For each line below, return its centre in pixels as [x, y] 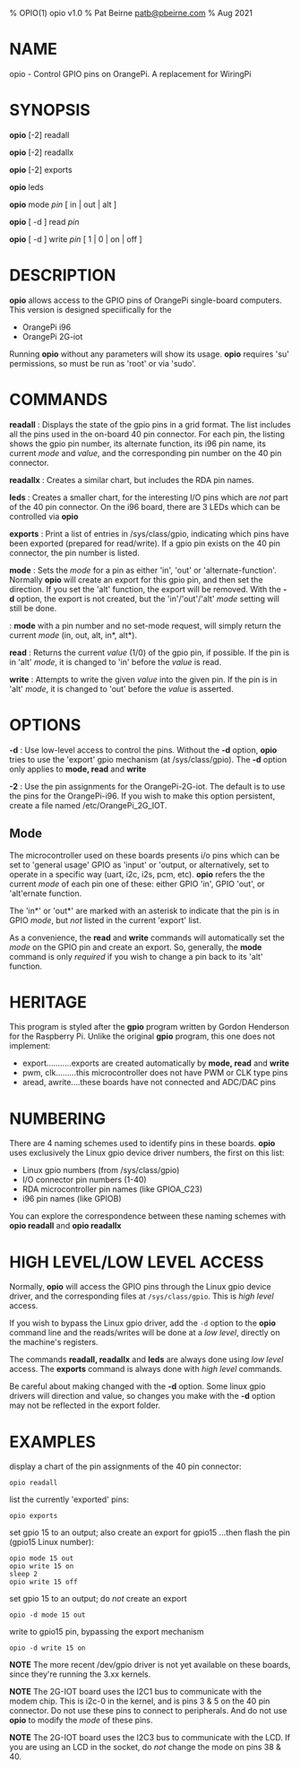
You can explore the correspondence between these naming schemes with [148, 1216]
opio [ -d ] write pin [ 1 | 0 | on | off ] [76, 239]
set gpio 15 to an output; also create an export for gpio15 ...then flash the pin [150, 1532]
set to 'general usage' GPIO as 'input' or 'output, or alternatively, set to [139, 865]
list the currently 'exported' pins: [69, 1499]
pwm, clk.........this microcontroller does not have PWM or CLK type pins [155, 1073]
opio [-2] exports [41, 169]
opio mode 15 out [42, 1558]
